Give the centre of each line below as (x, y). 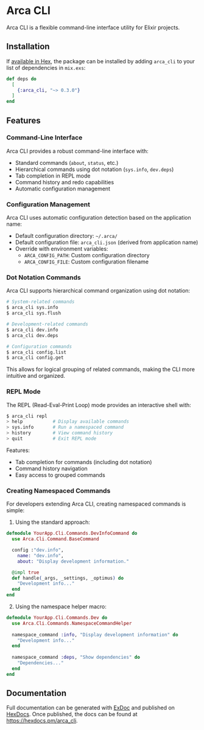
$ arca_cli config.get (35, 358)
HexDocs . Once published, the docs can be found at (72, 714)
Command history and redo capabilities (65, 182)
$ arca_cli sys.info (33, 308)
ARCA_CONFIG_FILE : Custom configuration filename (86, 262)
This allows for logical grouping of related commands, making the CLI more (100, 369)
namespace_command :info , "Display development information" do (95, 634)
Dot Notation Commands (44, 277)
